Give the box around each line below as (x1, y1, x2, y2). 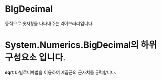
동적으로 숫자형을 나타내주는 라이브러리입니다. (5, 20, 94, 26)
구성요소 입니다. (5, 52, 66, 63)
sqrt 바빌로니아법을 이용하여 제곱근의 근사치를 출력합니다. (5, 69, 117, 75)
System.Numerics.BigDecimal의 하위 (5, 40, 157, 51)
